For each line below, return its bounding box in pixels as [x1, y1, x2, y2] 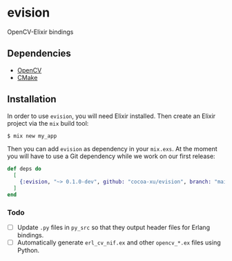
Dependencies [7, 48, 71, 59]
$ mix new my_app [7, 133, 57, 139]
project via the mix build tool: [7, 119, 89, 127]
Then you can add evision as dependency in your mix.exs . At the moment [7, 145, 217, 153]
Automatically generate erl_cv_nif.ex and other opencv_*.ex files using [17, 238, 221, 246]
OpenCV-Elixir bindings [7, 28, 74, 36]
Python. [17, 246, 40, 255]
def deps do [7, 166, 41, 173]
